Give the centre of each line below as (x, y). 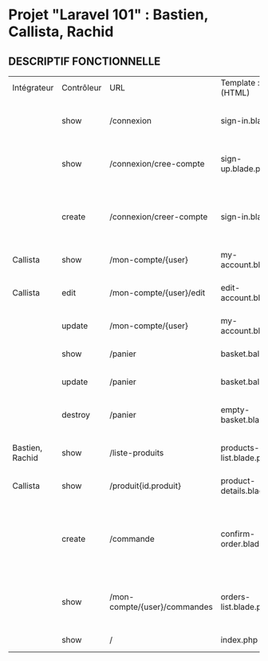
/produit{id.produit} (145, 486)
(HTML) (235, 92)
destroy (75, 415)
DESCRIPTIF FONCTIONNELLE (85, 61)
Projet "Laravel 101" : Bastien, (108, 15)
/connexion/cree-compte (157, 164)
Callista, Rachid (61, 32)
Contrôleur (81, 88)
